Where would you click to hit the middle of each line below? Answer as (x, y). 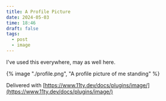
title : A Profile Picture (38, 12)
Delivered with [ (26, 85)
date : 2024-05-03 (28, 17)
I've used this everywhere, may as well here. (61, 62)
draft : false (22, 28)
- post (20, 39)
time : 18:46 (21, 23)
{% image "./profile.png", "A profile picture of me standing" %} (83, 74)
